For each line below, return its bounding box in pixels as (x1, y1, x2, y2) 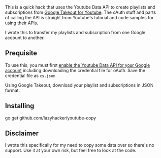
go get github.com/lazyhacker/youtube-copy (5, 115, 96, 120)
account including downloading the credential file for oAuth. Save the (5, 67, 146, 73)
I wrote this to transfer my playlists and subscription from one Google (5, 30, 146, 35)
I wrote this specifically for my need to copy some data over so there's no (5, 142, 155, 148)
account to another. (5, 35, 45, 40)
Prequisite (5, 49, 37, 57)
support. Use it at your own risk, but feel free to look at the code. (5, 148, 136, 154)
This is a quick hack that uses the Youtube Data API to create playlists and (5, 4, 156, 10)
